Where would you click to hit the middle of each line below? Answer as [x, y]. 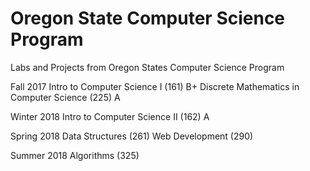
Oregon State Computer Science [148, 18]
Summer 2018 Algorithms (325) [75, 155]
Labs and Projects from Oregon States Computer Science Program [147, 67]
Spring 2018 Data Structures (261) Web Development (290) [132, 136]
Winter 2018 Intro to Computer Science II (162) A [110, 116]
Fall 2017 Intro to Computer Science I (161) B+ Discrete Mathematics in [155, 86]
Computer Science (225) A [65, 97]
